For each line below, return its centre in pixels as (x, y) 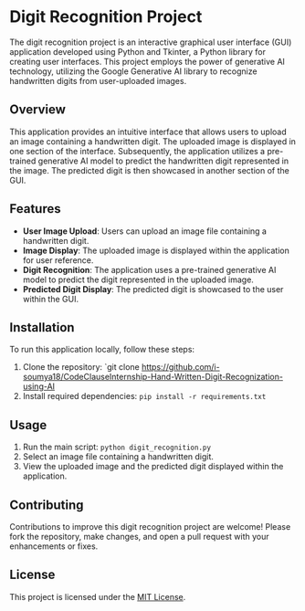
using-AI (39, 386)
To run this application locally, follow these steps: (102, 350)
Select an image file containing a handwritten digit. (118, 457)
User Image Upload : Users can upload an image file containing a (145, 231)
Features (35, 209)
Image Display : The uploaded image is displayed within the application (156, 250)
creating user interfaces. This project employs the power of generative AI (147, 61)
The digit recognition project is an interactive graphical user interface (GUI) (151, 42)
